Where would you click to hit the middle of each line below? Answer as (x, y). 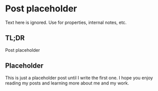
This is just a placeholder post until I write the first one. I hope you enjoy (79, 78)
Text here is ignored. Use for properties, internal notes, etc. (66, 22)
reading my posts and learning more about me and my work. (67, 83)
